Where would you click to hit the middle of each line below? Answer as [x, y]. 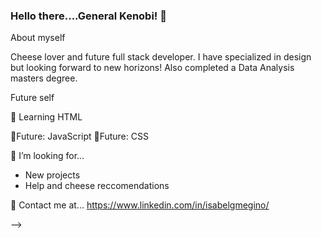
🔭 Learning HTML [46, 117]
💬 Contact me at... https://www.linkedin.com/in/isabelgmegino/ [140, 205]
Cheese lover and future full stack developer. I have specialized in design [161, 57]
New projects [52, 175]
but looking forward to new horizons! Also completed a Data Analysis [152, 68]
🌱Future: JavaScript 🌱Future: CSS [79, 136]
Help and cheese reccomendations [97, 186]
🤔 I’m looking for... [47, 156]
